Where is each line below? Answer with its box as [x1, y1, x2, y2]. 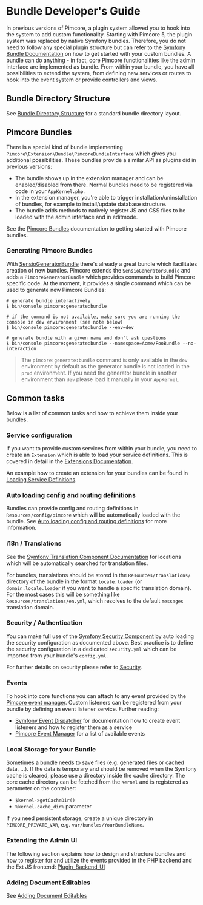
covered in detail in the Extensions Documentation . [6, 457, 133, 465]
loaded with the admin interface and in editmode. [15, 213, 138, 220]
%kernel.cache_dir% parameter [15, 803, 92, 810]
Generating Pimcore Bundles [6, 246, 93, 255]
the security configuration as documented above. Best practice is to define [6, 639, 193, 646]
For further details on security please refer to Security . [6, 663, 142, 671]
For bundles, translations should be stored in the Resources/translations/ [6, 571, 191, 578]
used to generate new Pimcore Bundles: [6, 286, 106, 293]
